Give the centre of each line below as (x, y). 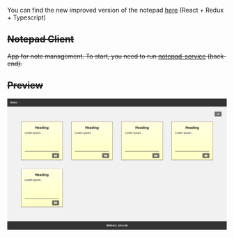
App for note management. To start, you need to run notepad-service (107, 56)
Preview (25, 85)
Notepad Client (41, 39)
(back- (217, 56)
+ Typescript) (27, 17)
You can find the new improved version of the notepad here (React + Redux (116, 10)
